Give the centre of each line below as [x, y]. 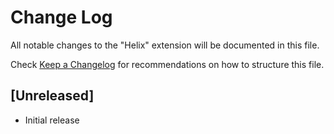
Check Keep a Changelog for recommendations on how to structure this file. [167, 64]
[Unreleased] [52, 96]
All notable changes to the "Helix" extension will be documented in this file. [165, 45]
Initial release [52, 120]
